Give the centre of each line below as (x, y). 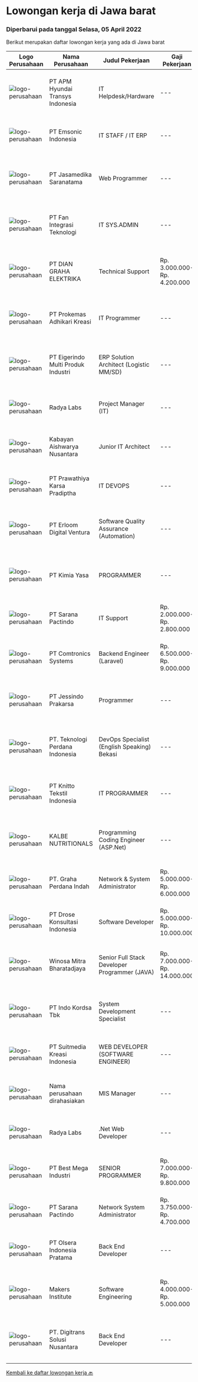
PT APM (60, 82)
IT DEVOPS (114, 486)
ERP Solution (116, 357)
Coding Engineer (122, 840)
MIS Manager (117, 1093)
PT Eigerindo (67, 357)
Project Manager (122, 404)
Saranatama (66, 182)
